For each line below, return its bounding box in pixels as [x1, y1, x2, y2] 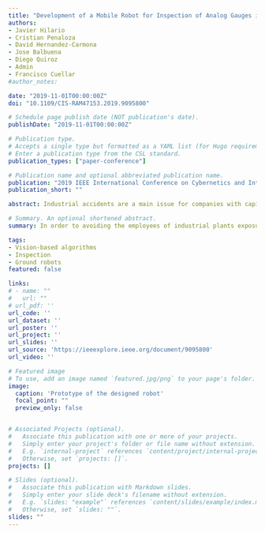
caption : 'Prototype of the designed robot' [15, 389, 164, 397]
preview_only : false [15, 404, 83, 412]
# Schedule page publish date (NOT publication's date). [8, 114, 200, 122]
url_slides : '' [8, 339, 58, 347]
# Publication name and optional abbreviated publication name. [8, 171, 224, 179]
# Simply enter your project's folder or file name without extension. [8, 440, 256, 448]
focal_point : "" [15, 396, 69, 405]
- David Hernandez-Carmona [8, 41, 97, 49]
